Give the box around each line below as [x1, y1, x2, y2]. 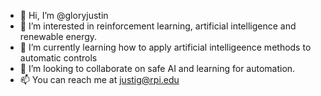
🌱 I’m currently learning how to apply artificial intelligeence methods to [19, 41, 312, 53]
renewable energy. [19, 31, 98, 42]
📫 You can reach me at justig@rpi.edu [19, 74, 180, 85]
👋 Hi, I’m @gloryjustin [19, 10, 109, 21]
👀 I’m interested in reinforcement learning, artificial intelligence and [19, 20, 297, 32]
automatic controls [19, 52, 98, 64]
